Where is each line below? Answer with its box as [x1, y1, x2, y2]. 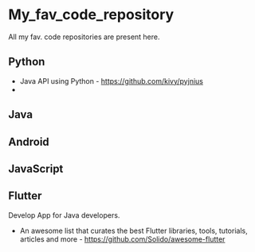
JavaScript [8, 162, 64, 175]
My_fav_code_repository [8, 6, 175, 24]
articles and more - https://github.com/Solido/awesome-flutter [19, 234, 226, 244]
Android [8, 135, 49, 148]
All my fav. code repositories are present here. [8, 32, 161, 41]
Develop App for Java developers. [8, 210, 120, 220]
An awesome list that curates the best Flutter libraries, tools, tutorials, [19, 226, 249, 235]
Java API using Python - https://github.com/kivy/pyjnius [19, 76, 203, 85]
